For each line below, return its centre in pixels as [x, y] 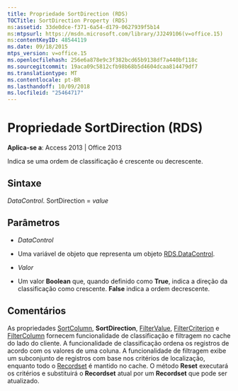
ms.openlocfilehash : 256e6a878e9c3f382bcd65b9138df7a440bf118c [103, 60]
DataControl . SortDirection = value [58, 200]
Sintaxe [24, 184]
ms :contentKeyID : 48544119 [47, 40]
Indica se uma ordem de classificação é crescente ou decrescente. [105, 161]
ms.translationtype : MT [42, 73]
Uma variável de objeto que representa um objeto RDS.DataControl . [116, 254]
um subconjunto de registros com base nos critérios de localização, [106, 358]
